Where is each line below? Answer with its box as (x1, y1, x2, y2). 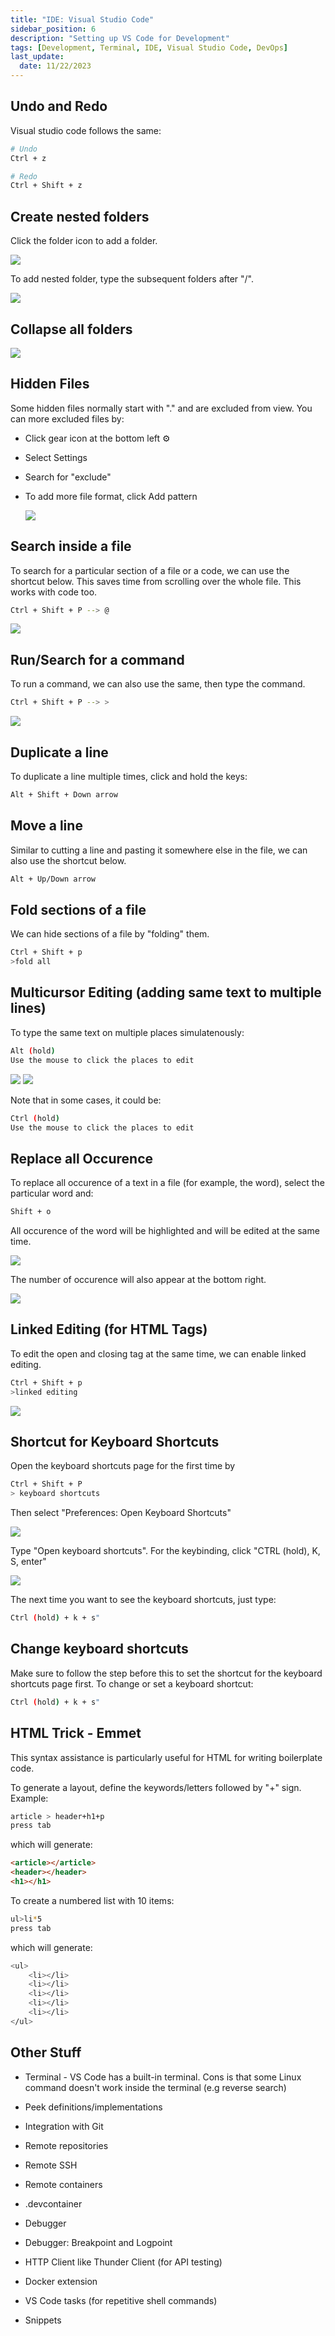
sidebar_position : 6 (10, 24, 97, 34)
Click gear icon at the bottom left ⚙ (24, 432, 171, 444)
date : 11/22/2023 (19, 61, 92, 71)
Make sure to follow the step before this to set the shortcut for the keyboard (10, 1667, 323, 1679)
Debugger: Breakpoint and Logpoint (24, 2236, 173, 2248)
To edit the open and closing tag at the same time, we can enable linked (10, 1347, 307, 1360)
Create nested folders (10, 208, 150, 225)
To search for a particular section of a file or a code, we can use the (10, 564, 290, 576)
